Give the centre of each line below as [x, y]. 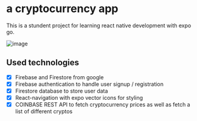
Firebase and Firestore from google [59, 77]
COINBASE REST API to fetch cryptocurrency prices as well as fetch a [102, 104]
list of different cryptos [44, 111]
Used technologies [43, 63]
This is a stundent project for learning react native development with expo [99, 25]
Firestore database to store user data [61, 91]
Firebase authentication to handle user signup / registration [89, 84]
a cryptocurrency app [62, 9]
